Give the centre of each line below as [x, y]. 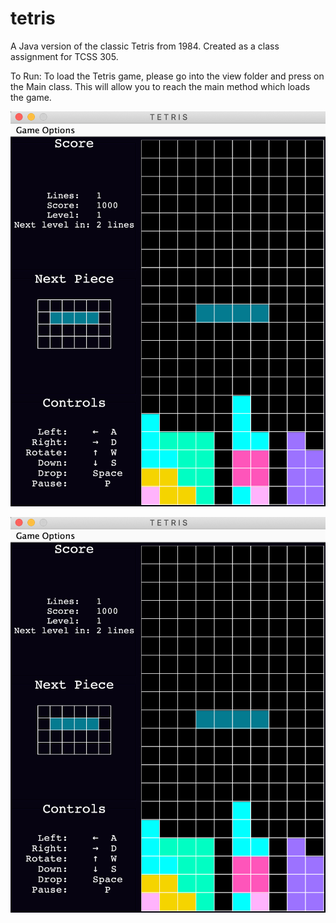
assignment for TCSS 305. [64, 56]
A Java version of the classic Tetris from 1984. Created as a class [145, 46]
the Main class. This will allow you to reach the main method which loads [160, 86]
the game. [31, 97]
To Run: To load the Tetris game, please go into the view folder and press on [167, 76]
